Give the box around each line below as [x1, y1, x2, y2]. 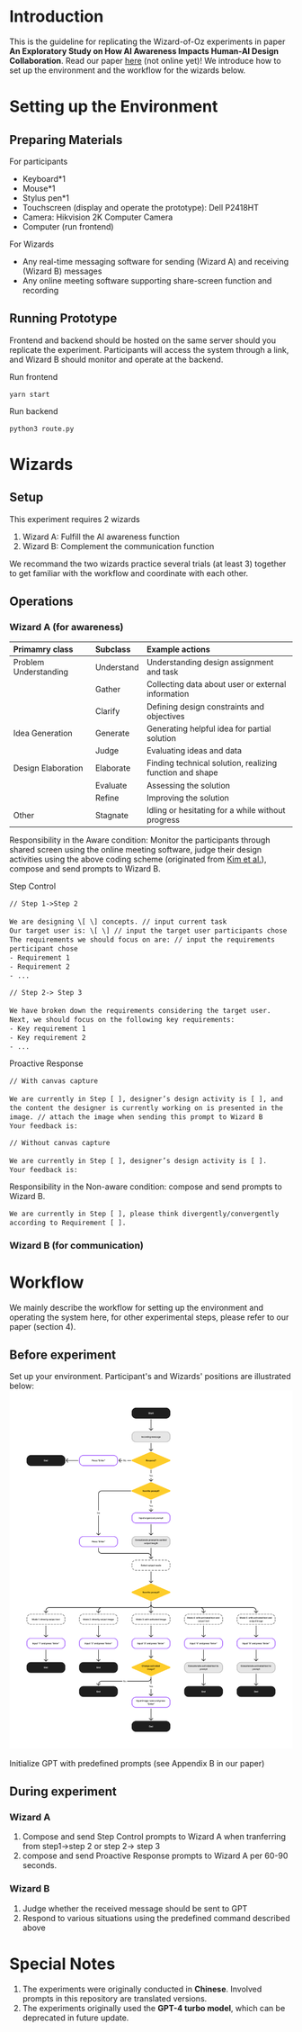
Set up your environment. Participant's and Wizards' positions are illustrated [9, 1371, 291, 1382]
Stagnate [94, 809, 129, 820]
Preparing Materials [9, 132, 123, 148]
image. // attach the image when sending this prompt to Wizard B [9, 1112, 263, 1122]
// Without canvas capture [9, 1138, 111, 1147]
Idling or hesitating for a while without [147, 805, 286, 816]
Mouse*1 [22, 183, 56, 194]
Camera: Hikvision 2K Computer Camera [22, 212, 173, 222]
